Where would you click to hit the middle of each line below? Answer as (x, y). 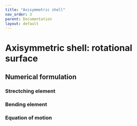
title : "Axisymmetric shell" (35, 10)
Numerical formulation (41, 77)
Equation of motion (29, 118)
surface (22, 59)
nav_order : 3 (19, 14)
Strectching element (30, 91)
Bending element (26, 104)
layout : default (22, 24)
